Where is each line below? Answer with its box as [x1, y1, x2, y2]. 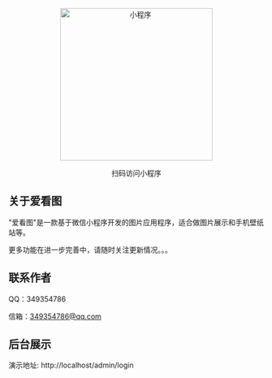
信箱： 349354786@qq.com [8, 311, 101, 321]
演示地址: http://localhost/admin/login [8, 360, 134, 370]
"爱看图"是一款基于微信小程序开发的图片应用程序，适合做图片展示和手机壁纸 [8, 217, 265, 227]
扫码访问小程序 [111, 168, 162, 178]
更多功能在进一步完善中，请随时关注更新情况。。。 [8, 245, 172, 254]
